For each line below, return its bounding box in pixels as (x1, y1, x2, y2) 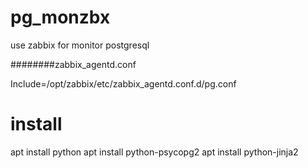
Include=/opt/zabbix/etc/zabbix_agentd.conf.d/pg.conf (10, 77, 237, 90)
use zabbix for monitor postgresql (10, 39, 150, 51)
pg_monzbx (10, 6, 111, 29)
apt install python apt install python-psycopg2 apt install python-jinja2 (10, 146, 299, 158)
